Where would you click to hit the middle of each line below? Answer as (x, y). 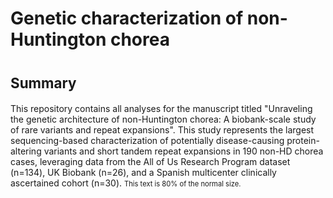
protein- (303, 141)
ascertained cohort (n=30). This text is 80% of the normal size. (126, 183)
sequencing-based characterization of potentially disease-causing (147, 141)
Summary (43, 83)
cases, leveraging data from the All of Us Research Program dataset (150, 162)
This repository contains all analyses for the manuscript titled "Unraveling (161, 109)
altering (26, 151)
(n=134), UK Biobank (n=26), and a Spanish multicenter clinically (143, 173)
